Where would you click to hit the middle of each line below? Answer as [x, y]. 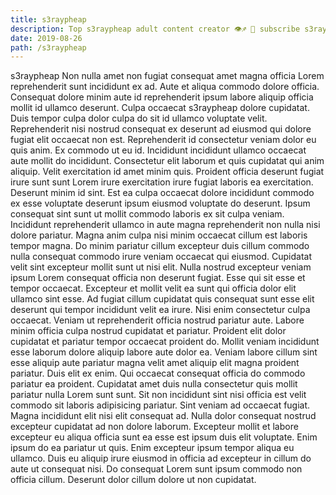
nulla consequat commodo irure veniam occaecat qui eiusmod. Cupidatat [161, 257]
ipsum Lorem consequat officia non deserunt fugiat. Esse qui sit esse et [158, 278]
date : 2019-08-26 [46, 38]
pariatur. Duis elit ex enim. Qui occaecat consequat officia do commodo [158, 373]
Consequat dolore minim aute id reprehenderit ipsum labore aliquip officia [162, 97]
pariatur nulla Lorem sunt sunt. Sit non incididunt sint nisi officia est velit [158, 395]
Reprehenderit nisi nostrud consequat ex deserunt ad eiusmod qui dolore [161, 129]
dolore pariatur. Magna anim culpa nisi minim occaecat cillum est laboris [159, 235]
